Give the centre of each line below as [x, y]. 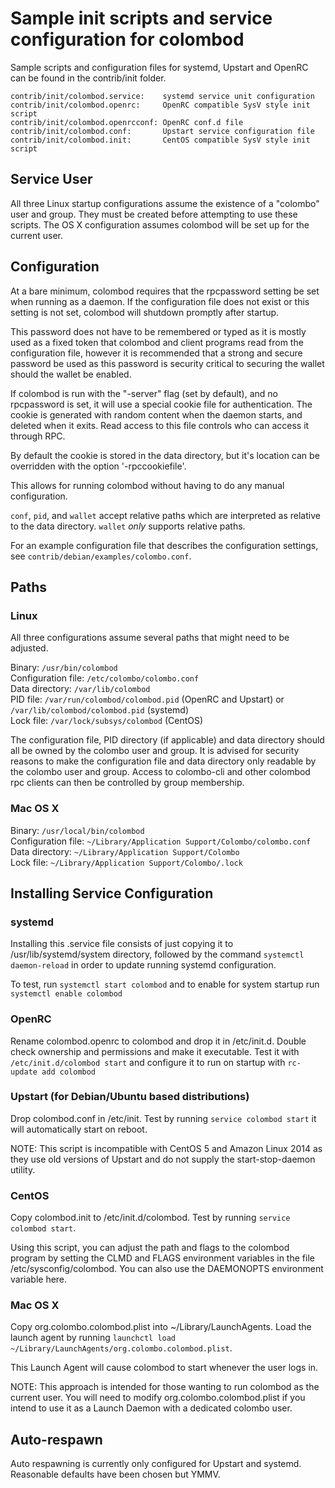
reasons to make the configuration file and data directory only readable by [163, 761]
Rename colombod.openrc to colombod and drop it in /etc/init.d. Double [158, 1041]
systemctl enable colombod [66, 994]
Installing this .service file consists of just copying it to [122, 944]
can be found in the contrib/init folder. [88, 78]
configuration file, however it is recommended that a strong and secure [156, 353]
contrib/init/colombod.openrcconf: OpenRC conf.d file [127, 122]
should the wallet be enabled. [71, 374]
